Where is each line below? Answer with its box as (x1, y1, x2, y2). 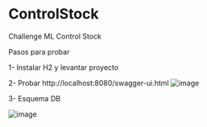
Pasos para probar (8, 47, 70, 56)
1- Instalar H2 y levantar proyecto (8, 62, 119, 72)
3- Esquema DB (8, 93, 61, 103)
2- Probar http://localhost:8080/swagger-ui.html (8, 78, 169, 88)
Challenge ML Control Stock (8, 31, 102, 41)
